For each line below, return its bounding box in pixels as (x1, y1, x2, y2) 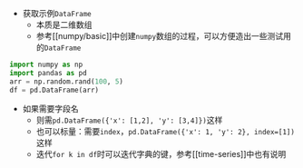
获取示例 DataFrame (22, 8, 93, 18)
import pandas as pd (9, 68, 88, 77)
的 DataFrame (35, 42, 82, 53)
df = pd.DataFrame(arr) (9, 85, 100, 94)
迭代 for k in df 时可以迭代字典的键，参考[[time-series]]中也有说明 (35, 148, 287, 159)
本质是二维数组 (35, 19, 93, 30)
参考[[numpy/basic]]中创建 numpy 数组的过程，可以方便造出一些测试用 (35, 31, 292, 41)
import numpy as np (9, 60, 83, 69)
